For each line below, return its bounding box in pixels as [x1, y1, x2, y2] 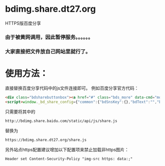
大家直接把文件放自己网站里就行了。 [5, 48, 91, 55]
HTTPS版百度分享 [5, 20, 41, 26]
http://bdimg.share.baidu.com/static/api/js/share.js [5, 119, 118, 123]
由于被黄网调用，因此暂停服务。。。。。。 [5, 33, 93, 40]
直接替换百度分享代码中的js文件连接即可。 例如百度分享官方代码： [5, 85, 139, 91]
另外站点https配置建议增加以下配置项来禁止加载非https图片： [5, 147, 129, 153]
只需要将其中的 [5, 109, 35, 115]
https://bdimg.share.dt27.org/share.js [5, 138, 87, 142]
